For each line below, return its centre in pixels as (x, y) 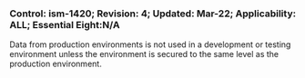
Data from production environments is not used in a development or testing (150, 44)
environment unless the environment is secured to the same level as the (144, 54)
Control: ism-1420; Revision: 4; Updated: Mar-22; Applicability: (153, 14)
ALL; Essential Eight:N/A (65, 24)
